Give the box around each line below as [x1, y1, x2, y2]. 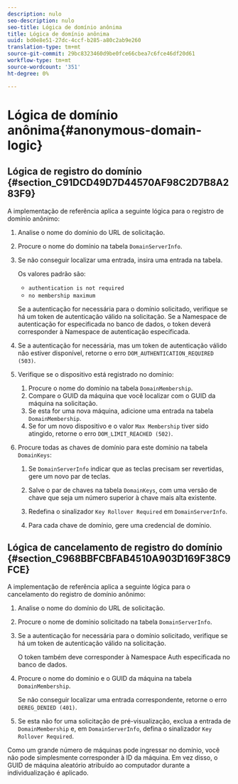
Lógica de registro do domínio [7, 165, 142, 178]
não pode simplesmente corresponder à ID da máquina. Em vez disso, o [7, 753, 218, 762]
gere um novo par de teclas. [28, 471, 112, 481]
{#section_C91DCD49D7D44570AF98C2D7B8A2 [7, 177, 229, 189]
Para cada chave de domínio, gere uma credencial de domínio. [28, 521, 212, 529]
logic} [7, 137, 43, 153]
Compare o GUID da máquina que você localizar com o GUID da [28, 391, 216, 399]
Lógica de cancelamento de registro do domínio [7, 541, 223, 553]
